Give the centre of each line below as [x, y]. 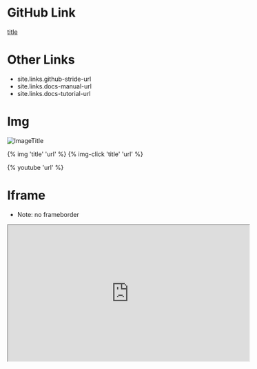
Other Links [41, 60]
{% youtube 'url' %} [35, 167]
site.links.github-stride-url [54, 79]
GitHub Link [41, 13]
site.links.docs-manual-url [54, 86]
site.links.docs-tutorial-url [54, 93]
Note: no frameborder [48, 214]
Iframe [27, 196]
